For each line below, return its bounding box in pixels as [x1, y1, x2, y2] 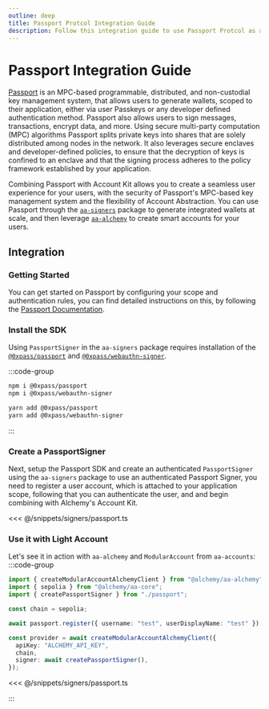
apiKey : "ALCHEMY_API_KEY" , [15, 641, 110, 649]
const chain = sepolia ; [8, 605, 88, 613]
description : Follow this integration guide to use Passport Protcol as [8, 26, 256, 34]
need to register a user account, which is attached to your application [8, 481, 238, 491]
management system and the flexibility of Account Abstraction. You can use [8, 197, 259, 206]
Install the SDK [8, 324, 67, 335]
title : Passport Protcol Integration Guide [8, 19, 156, 27]
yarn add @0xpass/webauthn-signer [8, 411, 124, 419]
